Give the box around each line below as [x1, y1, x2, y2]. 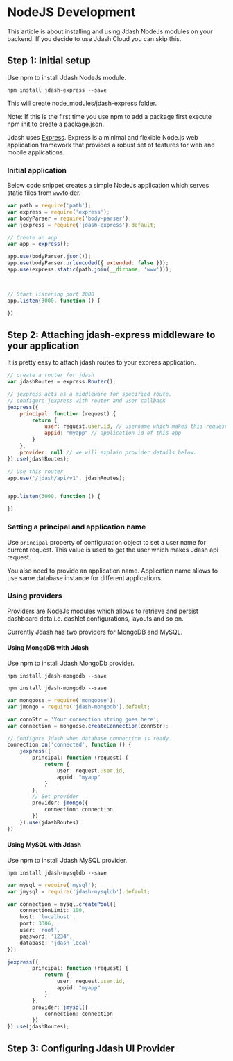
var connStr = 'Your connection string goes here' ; [7, 716, 159, 723]
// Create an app [7, 234, 58, 241]
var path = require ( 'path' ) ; [7, 202, 92, 209]
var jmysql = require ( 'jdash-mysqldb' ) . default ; [7, 888, 150, 895]
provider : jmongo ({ [32, 799, 89, 807]
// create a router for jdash [7, 372, 95, 379]
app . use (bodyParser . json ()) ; [7, 253, 92, 260]
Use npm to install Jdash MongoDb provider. [7, 659, 135, 668]
